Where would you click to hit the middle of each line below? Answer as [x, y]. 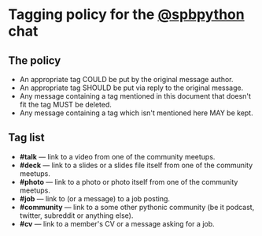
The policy [35, 60]
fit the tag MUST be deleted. [66, 105]
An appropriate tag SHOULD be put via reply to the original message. [131, 88]
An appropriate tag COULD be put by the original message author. [126, 79]
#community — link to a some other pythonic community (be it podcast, [137, 207]
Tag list [26, 138]
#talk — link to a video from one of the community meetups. [117, 156]
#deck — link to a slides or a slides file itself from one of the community [136, 165]
